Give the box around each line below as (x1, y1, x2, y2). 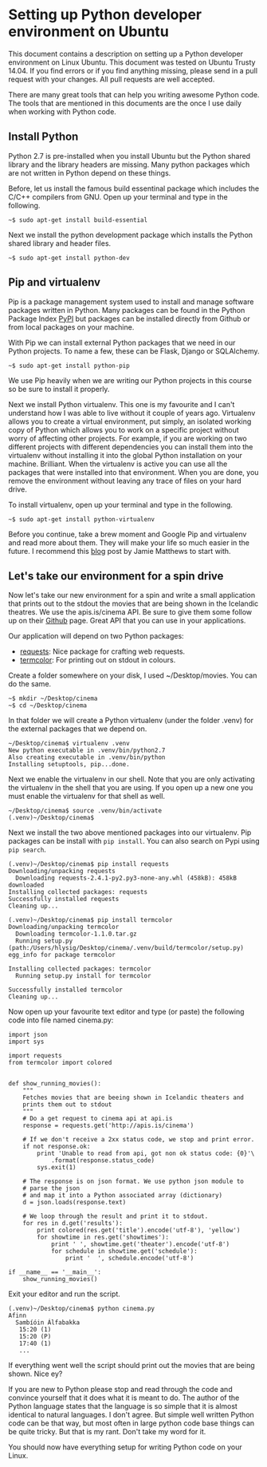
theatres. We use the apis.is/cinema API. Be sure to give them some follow (8, 607, 253, 617)
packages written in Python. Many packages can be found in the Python (8, 305, 245, 314)
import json (8, 1031, 48, 1039)
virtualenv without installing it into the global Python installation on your (8, 450, 243, 460)
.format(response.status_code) (50, 1157, 155, 1165)
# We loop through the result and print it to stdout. (22, 1212, 209, 1220)
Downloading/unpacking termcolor (8, 923, 120, 931)
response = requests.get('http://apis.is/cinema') (22, 1121, 194, 1130)
